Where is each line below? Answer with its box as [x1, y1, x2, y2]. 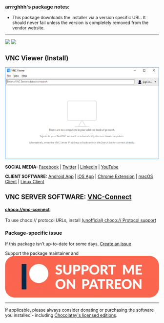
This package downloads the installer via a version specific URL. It [12, 15, 146, 21]
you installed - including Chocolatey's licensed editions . [5, 312, 118, 318]
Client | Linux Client [5, 178, 45, 184]
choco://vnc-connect [5, 206, 50, 212]
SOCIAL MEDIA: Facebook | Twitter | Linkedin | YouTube [5, 164, 119, 170]
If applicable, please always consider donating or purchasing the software [5, 307, 154, 313]
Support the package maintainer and [5, 250, 79, 256]
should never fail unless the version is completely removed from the [12, 20, 149, 25]
